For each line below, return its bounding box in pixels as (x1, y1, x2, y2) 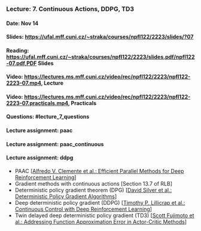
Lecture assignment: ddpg (6, 154, 74, 161)
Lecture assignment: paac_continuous (6, 140, 104, 147)
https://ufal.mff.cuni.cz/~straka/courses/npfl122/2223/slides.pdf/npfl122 (6, 53, 195, 60)
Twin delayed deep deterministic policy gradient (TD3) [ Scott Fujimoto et (14, 211, 194, 219)
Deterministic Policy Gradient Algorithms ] (14, 193, 117, 200)
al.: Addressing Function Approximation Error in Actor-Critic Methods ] (14, 218, 187, 225)
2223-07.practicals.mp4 (6, 99, 69, 106)
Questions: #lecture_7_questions (6, 113, 90, 121)
